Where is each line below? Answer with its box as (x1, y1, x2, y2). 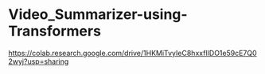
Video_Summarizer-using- (8, 6, 189, 24)
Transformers (8, 22, 102, 40)
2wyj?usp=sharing (8, 57, 69, 66)
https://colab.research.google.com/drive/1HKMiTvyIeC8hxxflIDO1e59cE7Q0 (8, 48, 257, 57)
